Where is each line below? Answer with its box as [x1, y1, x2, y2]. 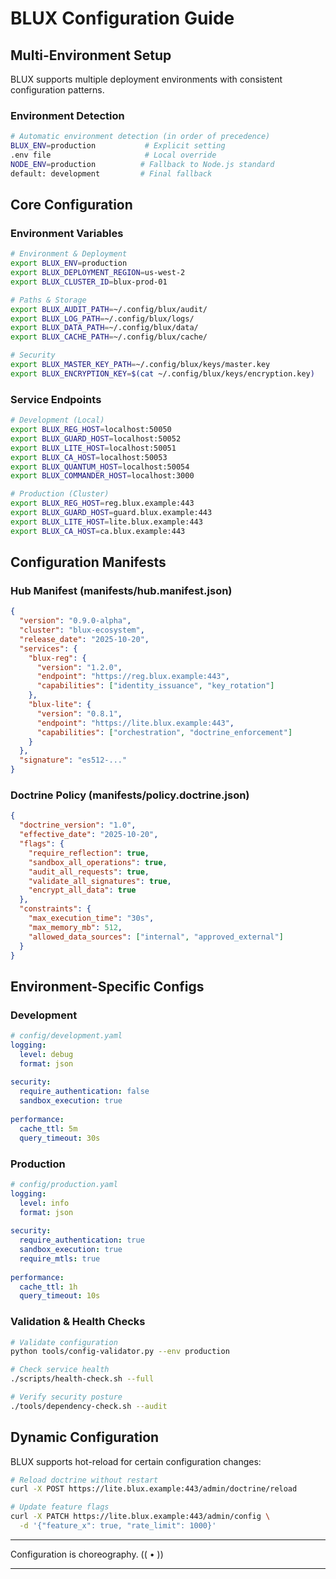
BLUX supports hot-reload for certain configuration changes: [10, 1455, 262, 1467]
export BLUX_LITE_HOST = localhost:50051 [10, 443, 177, 453]
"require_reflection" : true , [28, 848, 150, 858]
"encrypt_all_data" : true [28, 885, 137, 896]
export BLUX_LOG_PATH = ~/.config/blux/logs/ [10, 313, 195, 324]
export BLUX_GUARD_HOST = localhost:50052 [10, 433, 182, 444]
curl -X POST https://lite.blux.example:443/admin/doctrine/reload [10, 1484, 298, 1494]
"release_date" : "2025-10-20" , [19, 634, 150, 644]
